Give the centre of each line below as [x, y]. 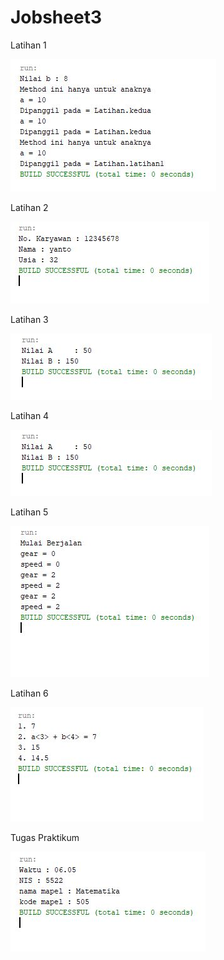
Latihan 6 [29, 693]
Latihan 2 [29, 207]
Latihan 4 [30, 415]
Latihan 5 [29, 512]
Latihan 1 [28, 45]
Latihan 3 [29, 319]
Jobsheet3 [56, 17]
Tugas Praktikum [45, 837]
